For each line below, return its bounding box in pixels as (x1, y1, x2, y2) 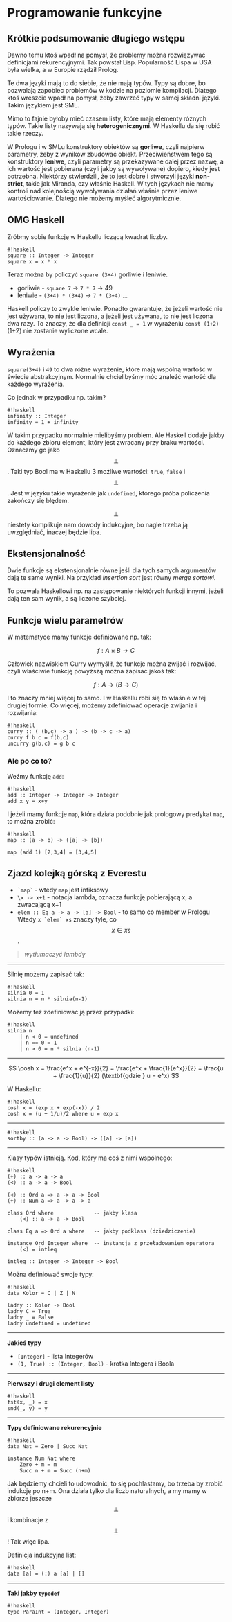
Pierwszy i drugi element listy (7, 1379, 95, 1388)
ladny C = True (7, 1308, 51, 1315)
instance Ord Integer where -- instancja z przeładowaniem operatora (7, 1240, 215, 1247)
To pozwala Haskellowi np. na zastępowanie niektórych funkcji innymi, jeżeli (7, 587, 224, 595)
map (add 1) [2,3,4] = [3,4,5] (7, 849, 97, 856)
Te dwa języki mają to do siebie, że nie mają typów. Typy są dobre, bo (7, 79, 206, 87)
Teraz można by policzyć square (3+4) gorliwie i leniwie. (7, 270, 168, 279)
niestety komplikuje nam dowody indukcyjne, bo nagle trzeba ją (7, 520, 188, 529)
